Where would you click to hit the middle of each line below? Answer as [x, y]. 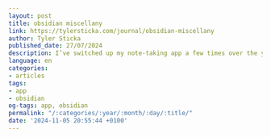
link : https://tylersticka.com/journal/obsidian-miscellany [112, 31]
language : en [30, 61]
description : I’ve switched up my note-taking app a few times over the [133, 53]
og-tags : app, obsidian [48, 106]
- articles [27, 76]
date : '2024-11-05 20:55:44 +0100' [68, 121]
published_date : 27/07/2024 [56, 46]
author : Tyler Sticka [45, 38]
